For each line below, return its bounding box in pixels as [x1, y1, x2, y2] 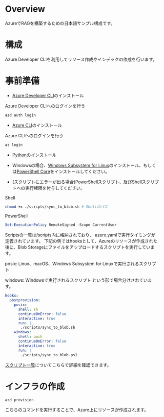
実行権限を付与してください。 [25, 185, 85, 191]
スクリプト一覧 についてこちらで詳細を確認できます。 [5, 362, 111, 368]
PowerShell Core [16, 168, 50, 174]
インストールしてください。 [54, 168, 110, 174]
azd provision [5, 397, 34, 402]
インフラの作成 [5, 381, 65, 392]
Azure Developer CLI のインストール [12, 92, 84, 98]
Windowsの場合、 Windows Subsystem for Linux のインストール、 [12, 162, 143, 168]
